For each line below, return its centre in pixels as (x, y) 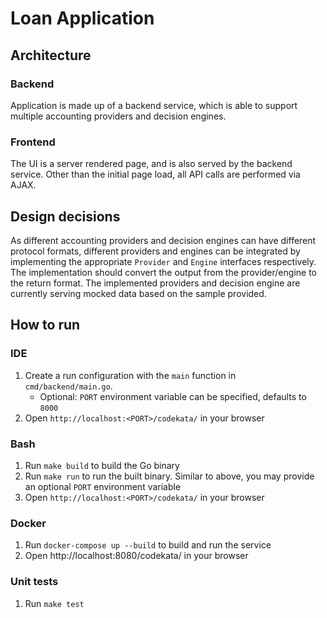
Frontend (33, 142)
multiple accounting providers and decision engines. (118, 116)
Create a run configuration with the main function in (130, 375)
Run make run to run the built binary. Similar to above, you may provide (169, 476)
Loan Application (82, 18)
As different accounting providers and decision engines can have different (163, 240)
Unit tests (34, 582)
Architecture (51, 55)
